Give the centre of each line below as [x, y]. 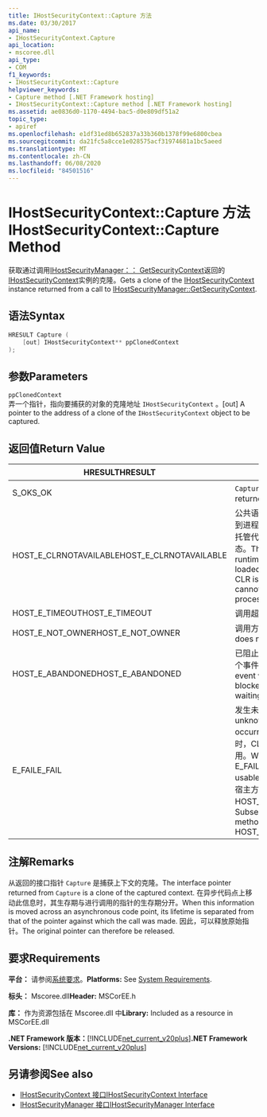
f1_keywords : [30, 75]
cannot [248, 589]
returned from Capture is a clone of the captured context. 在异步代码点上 [127, 893]
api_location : [32, 45]
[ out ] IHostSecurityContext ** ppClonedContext [101, 342]
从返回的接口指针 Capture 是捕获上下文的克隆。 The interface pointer [120, 882]
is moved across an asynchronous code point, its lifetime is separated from [131, 911]
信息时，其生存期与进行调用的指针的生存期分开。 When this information [138, 902]
